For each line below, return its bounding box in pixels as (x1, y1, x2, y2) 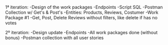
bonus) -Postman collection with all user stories (5, 35, 104, 41)
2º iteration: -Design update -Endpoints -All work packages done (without (5, 30, 158, 35)
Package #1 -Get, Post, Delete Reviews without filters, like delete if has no (5, 15, 158, 20)
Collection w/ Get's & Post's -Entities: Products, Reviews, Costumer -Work (5, 9, 159, 15)
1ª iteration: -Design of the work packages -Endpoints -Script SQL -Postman (5, 4, 163, 10)
